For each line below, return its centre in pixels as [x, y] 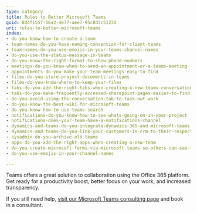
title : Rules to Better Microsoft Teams [56, 17]
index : [14, 33]
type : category [25, 11]
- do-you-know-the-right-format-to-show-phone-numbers [74, 60]
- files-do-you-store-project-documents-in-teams [68, 77]
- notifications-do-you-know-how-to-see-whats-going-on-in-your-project [97, 115]
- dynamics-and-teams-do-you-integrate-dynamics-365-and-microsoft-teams [98, 126]
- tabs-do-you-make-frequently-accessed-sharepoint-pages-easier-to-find [98, 93]
